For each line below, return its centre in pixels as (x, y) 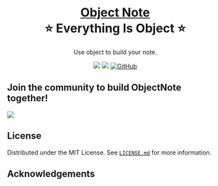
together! (28, 98)
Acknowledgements (51, 173)
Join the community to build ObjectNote (94, 88)
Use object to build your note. (115, 52)
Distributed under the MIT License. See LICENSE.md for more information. (109, 152)
